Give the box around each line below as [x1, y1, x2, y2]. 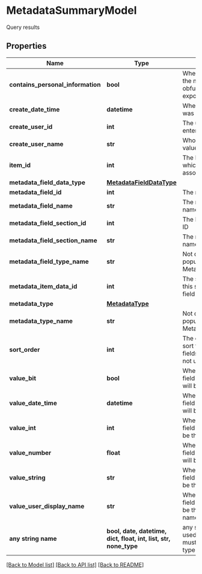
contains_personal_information [9, 80, 101, 89]
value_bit [9, 374, 36, 382]
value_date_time [9, 399, 57, 407]
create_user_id [9, 122, 53, 131]
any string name [9, 534, 57, 543]
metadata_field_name [9, 201, 73, 210]
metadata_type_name [9, 317, 73, 325]
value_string [9, 473, 46, 482]
